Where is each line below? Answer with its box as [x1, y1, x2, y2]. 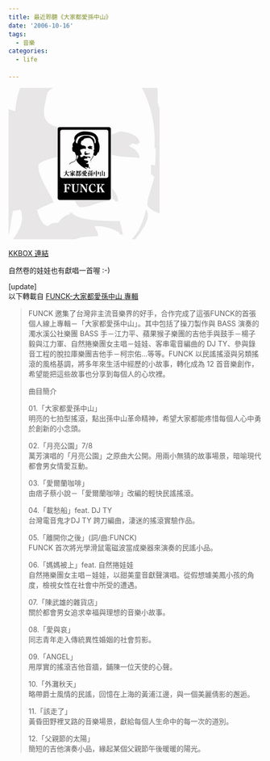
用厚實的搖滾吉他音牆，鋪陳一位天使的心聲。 [27, 662, 177, 671]
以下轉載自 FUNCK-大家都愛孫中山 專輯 [8, 291, 139, 301]
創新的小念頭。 [35, 423, 85, 433]
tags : [8, 30, 27, 38]
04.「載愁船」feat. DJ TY [27, 505, 113, 515]
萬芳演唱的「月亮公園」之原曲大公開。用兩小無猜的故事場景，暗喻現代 [27, 451, 262, 460]
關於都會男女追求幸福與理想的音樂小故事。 [27, 607, 170, 617]
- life [15, 56, 38, 64]
